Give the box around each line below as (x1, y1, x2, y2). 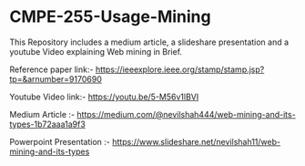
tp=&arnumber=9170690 (9, 73, 102, 84)
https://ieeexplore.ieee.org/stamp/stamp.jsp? (95, 64, 265, 75)
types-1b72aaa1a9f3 (9, 119, 86, 130)
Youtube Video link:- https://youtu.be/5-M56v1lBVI (9, 91, 199, 102)
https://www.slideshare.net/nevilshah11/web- (112, 136, 280, 147)
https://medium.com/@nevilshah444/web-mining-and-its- (76, 109, 296, 119)
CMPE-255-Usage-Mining (9, 6, 211, 27)
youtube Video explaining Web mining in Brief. (9, 46, 183, 57)
